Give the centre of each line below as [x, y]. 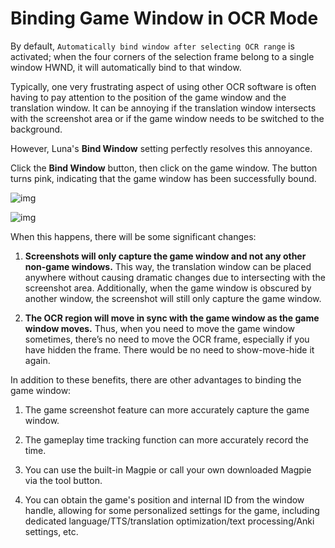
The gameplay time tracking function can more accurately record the [167, 439]
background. [36, 129]
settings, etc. [51, 531]
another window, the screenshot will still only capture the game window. [173, 298]
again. [37, 360]
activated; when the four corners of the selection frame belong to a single [162, 56]
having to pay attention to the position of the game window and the [148, 97]
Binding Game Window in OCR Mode [164, 18]
